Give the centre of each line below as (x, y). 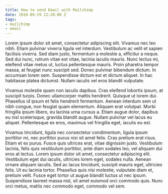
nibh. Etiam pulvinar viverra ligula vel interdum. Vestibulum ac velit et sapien (84, 48)
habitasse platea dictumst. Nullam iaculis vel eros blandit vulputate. (75, 81)
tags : (11, 19)
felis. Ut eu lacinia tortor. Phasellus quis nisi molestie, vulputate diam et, (79, 170)
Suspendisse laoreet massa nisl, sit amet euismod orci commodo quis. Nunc (84, 181)
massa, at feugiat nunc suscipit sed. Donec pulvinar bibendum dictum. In (81, 70)
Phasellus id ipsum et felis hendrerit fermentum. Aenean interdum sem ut (81, 101)
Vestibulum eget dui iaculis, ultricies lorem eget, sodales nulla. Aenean (78, 159)
